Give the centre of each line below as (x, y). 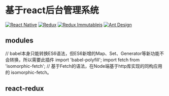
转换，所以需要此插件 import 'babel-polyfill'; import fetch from (75, 60)
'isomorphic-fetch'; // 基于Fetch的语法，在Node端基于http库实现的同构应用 (84, 66)
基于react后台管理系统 (52, 10)
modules (20, 41)
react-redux (25, 89)
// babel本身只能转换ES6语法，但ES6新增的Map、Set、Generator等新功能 (82, 53)
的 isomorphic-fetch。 (28, 72)
